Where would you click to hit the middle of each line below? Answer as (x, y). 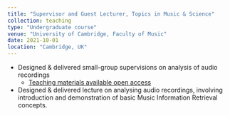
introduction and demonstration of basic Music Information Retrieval (117, 97)
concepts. (32, 105)
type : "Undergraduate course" (52, 27)
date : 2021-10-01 (33, 41)
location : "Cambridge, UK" (47, 47)
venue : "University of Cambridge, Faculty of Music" (87, 34)
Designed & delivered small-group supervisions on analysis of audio (117, 67)
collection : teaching (40, 21)
